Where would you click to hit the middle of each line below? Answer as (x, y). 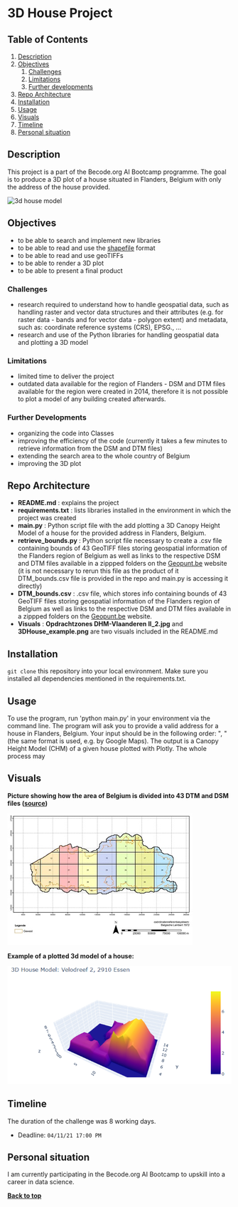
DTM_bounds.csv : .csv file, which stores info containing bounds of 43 (122, 594)
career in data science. (41, 1182)
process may (26, 756)
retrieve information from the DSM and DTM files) (90, 448)
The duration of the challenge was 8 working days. (82, 1121)
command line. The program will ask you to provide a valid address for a (113, 725)
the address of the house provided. (59, 187)
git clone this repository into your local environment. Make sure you (108, 671)
